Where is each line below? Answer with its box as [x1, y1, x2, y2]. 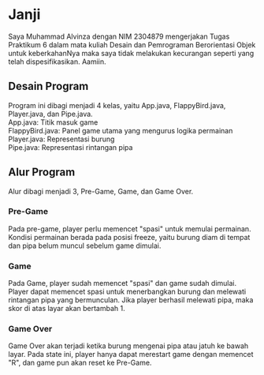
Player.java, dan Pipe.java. [8, 109, 93, 118]
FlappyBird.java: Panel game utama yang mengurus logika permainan [8, 126, 233, 135]
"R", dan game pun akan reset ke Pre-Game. [8, 358, 152, 368]
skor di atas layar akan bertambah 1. [8, 304, 126, 313]
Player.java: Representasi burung [8, 134, 115, 144]
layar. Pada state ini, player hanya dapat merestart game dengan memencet [8, 350, 254, 359]
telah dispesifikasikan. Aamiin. [8, 57, 106, 66]
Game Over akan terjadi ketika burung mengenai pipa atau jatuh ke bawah [8, 341, 249, 351]
